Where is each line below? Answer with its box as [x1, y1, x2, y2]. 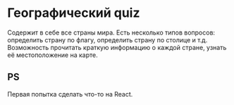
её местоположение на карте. [7, 51, 98, 59]
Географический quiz [7, 5, 140, 21]
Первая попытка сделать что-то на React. [7, 89, 133, 98]
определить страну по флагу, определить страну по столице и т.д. [7, 35, 208, 44]
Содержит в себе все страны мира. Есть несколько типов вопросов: [7, 28, 216, 37]
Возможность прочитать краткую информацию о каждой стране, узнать [7, 43, 227, 51]
